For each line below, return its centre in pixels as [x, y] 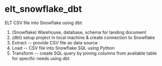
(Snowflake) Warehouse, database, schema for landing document [79, 32]
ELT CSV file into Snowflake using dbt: [44, 23]
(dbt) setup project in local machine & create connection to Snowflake [83, 37]
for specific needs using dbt [41, 58]
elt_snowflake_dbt [43, 9]
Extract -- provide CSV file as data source [55, 42]
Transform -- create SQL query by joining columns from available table [84, 53]
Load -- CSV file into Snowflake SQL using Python [63, 48]
